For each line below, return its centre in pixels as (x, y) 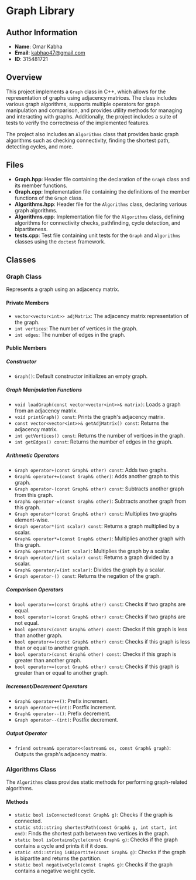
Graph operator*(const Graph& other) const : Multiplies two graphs (96, 514)
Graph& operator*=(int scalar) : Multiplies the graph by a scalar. (92, 551)
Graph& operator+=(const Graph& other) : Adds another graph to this (97, 476)
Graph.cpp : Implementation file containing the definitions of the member (102, 191)
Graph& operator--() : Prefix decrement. (63, 713)
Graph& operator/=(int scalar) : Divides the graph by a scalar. (90, 570)
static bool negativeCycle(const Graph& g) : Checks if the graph (93, 865)
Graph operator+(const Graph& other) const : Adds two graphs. (91, 470)
